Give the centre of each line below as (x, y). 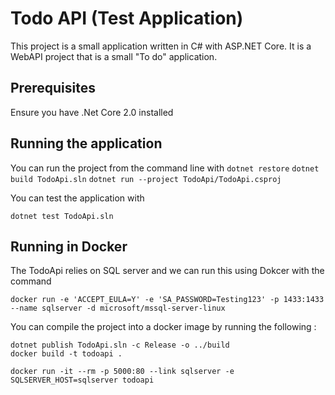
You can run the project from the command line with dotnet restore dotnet (165, 168)
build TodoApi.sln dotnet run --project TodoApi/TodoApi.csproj (146, 179)
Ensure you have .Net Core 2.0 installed (92, 112)
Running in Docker (69, 246)
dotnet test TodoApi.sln (62, 216)
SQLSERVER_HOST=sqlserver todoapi (82, 380)
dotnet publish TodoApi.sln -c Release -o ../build (120, 345)
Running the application (86, 143)
